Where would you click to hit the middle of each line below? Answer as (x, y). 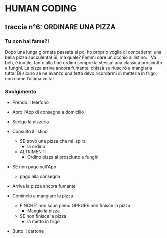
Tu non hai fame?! (27, 41)
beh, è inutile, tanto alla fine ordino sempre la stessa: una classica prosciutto (83, 62)
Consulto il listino (30, 131)
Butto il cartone (28, 231)
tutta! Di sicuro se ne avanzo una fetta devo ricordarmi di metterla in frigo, (81, 73)
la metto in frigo (43, 221)
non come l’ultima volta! (30, 78)
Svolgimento (21, 91)
